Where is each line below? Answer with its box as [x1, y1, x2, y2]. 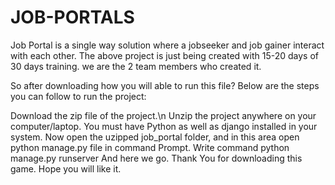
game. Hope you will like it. [10, 162, 122, 175]
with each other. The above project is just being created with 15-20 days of [10, 49, 319, 61]
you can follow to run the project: [10, 90, 147, 102]
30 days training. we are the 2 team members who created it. [10, 60, 262, 72]
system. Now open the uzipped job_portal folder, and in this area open [10, 131, 300, 143]
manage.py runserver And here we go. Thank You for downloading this [10, 152, 303, 164]
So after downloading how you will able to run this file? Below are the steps [10, 79, 320, 91]
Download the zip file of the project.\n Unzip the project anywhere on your [10, 109, 317, 121]
